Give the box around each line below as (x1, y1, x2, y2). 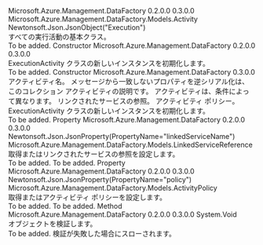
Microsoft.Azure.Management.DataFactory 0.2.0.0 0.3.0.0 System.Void (8, 210, 237, 219)
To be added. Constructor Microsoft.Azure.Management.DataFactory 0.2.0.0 (8, 41, 256, 50)
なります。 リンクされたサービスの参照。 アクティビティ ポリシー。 (21, 97, 239, 105)
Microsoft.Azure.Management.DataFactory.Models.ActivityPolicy (8, 183, 217, 192)
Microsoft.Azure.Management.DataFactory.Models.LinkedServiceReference (8, 140, 253, 149)
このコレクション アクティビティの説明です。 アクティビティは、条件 (8, 86, 229, 96)
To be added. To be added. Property (8, 159, 126, 167)
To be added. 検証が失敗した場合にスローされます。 (8, 229, 177, 238)
